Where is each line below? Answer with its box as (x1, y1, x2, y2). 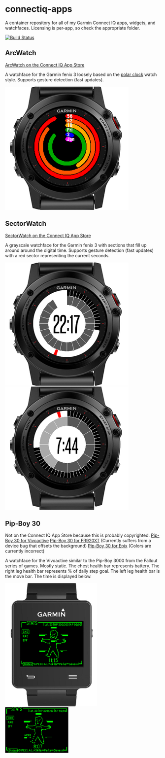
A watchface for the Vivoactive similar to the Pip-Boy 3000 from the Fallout (5, 558, 158, 564)
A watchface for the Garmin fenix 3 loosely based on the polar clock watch (5, 71, 157, 77)
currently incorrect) (5, 548, 45, 554)
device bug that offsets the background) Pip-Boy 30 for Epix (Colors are (5, 543, 152, 549)
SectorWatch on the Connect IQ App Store (5, 233, 91, 239)
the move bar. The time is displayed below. (5, 573, 92, 580)
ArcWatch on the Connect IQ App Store (5, 62, 85, 68)
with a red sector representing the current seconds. (5, 252, 110, 258)
